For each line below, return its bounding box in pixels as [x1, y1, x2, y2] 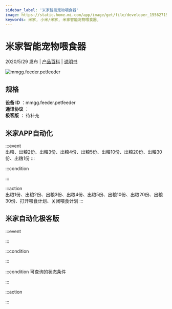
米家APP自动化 [5, 129, 53, 137]
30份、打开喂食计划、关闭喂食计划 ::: [5, 198, 83, 204]
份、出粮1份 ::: [5, 155, 35, 161]
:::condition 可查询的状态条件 [5, 269, 67, 275]
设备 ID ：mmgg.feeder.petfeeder [5, 99, 76, 106]
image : [5, 12, 19, 17]
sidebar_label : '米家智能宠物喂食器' [5, 7, 79, 13]
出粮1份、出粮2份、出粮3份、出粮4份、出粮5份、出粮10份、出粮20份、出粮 [5, 191, 163, 197]
